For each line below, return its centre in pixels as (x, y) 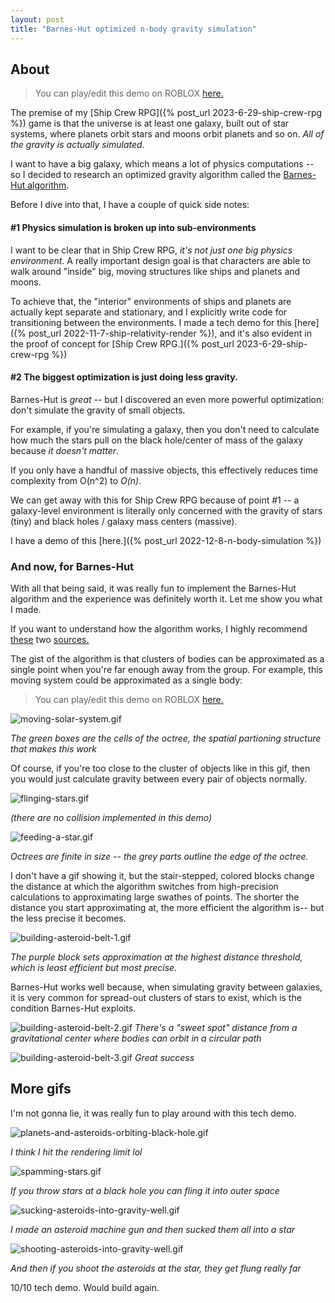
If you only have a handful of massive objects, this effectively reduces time (164, 470)
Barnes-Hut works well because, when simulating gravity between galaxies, (166, 987)
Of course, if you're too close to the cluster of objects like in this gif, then (160, 768)
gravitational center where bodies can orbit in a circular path (136, 1038)
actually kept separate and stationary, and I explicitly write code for (149, 312)
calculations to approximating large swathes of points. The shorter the (155, 897)
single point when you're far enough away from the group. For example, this (166, 670)
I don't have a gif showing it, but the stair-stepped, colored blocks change (162, 876)
